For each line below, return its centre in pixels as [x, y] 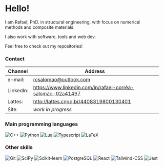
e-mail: [16, 80]
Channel [18, 71]
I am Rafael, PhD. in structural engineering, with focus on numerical [73, 22]
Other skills [19, 147]
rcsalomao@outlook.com [61, 80]
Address [95, 71]
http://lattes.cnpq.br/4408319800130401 [82, 102]
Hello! [17, 9]
